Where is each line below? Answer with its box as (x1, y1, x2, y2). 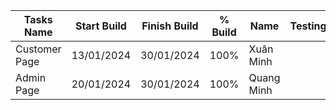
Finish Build (141, 19, 199, 33)
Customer (15, 42, 62, 56)
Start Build (74, 19, 127, 33)
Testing (289, 19, 327, 33)
